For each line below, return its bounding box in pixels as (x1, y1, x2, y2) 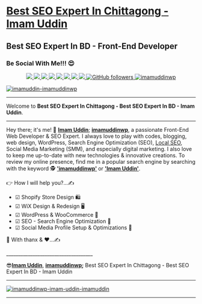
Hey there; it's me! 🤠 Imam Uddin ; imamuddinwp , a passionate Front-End (6, 126, 189, 133)
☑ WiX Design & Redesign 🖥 (14, 202, 85, 209)
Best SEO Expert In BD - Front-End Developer (6, 41, 178, 51)
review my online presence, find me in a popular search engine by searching (6, 158, 196, 165)
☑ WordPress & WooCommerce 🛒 (14, 211, 99, 218)
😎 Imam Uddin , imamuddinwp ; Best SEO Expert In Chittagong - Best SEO (6, 261, 189, 268)
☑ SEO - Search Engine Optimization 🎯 (14, 217, 111, 225)
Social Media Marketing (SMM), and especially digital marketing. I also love (6, 145, 192, 152)
